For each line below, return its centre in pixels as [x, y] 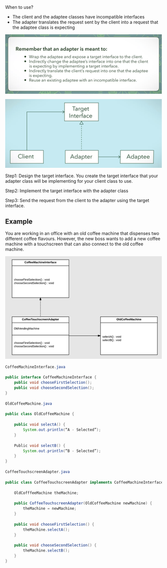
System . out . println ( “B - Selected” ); [62, 451]
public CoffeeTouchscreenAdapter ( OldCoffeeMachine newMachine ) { [83, 503]
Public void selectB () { [40, 446]
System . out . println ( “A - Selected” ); [62, 430]
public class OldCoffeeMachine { [40, 414]
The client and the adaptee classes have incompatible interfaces [79, 17]
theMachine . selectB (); [46, 551]
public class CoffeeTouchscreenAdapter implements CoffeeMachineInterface [84, 482]
